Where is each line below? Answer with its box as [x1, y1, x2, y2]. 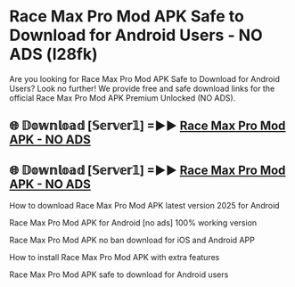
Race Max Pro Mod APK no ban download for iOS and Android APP [9, 234, 256, 246]
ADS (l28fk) [9, 45, 98, 64]
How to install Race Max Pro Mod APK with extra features [9, 252, 220, 263]
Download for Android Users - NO [9, 25, 263, 45]
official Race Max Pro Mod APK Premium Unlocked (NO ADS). [9, 92, 236, 103]
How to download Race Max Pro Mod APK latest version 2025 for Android [9, 201, 280, 211]
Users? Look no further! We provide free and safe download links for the [9, 83, 275, 94]
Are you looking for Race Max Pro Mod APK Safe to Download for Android [9, 73, 281, 84]
